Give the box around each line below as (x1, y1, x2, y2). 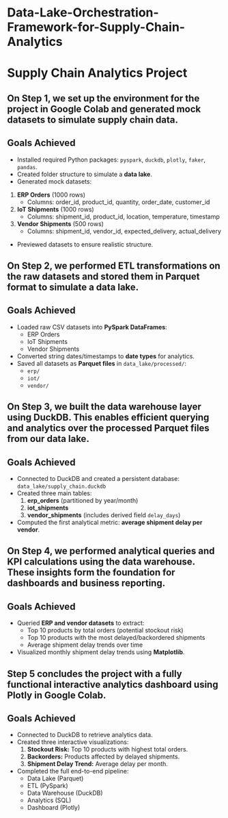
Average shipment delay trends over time (27, 641, 143, 649)
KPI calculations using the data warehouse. (7, 556, 196, 568)
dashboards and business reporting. (7, 578, 166, 589)
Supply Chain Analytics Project (7, 65, 188, 81)
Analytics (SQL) (27, 796, 72, 804)
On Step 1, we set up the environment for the (7, 92, 200, 104)
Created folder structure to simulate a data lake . (16, 170, 152, 178)
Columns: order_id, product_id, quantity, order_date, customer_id (27, 197, 210, 206)
